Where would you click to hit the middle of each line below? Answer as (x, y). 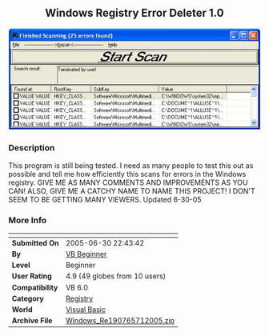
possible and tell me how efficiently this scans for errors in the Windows (127, 174)
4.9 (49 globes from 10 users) (116, 276)
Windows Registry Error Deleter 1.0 (134, 13)
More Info (28, 220)
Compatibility (35, 287)
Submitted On (35, 242)
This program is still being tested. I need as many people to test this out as (131, 165)
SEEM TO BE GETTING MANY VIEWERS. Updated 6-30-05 (105, 199)
